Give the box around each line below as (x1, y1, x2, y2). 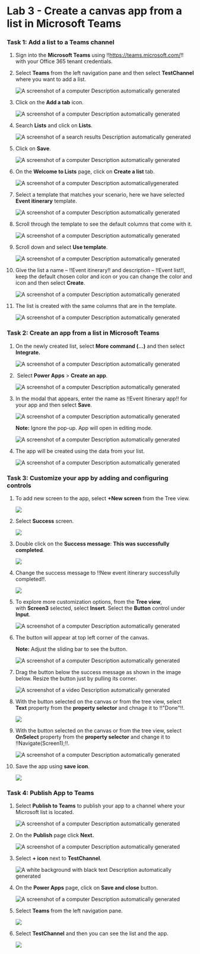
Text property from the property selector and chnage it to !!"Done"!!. (15, 704, 185, 712)
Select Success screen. (15, 517, 74, 525)
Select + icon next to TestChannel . (15, 855, 101, 862)
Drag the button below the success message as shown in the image (15, 669, 182, 676)
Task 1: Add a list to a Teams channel (7, 38, 115, 46)
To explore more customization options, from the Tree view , (15, 598, 163, 606)
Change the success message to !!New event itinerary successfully (15, 569, 180, 576)
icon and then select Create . (15, 279, 85, 286)
